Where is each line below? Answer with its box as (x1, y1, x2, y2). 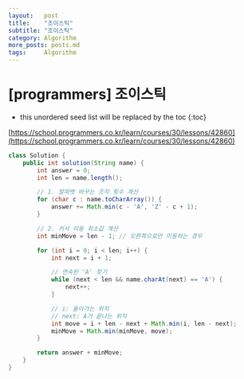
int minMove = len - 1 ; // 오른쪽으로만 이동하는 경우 (37, 232, 203, 240)
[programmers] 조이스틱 (8, 85, 167, 104)
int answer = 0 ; (37, 166, 91, 174)
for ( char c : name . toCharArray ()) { (37, 196, 162, 204)
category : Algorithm (8, 33, 77, 42)
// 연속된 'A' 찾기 (50, 268, 108, 276)
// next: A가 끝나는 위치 (50, 312, 128, 320)
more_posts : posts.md (8, 41, 81, 49)
